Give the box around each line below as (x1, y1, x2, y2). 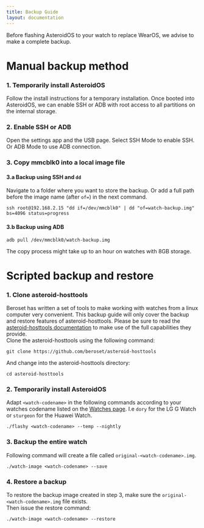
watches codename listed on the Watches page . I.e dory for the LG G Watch (6, 406, 197, 413)
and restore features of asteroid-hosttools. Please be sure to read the (6, 317, 181, 325)
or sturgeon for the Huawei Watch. (6, 412, 93, 419)
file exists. (62, 498, 88, 505)
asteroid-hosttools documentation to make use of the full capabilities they (6, 324, 192, 331)
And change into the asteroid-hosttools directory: (6, 359, 130, 367)
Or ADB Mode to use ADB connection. (6, 143, 102, 150)
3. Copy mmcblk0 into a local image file (6, 158, 125, 167)
